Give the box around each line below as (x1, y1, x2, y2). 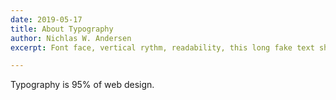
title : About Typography (10, 24, 114, 34)
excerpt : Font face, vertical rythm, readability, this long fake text (10, 42, 315, 53)
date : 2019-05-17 (10, 14, 83, 25)
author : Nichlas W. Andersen (10, 33, 132, 43)
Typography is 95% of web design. (10, 79, 155, 91)
